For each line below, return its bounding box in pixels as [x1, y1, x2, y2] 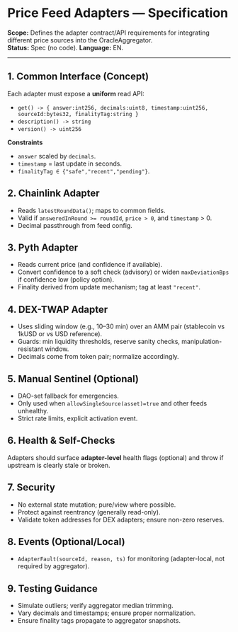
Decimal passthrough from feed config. [17, 221, 132, 229]
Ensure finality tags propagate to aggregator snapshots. [17, 616, 181, 625]
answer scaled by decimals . [17, 151, 96, 160]
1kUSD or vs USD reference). [17, 330, 103, 338]
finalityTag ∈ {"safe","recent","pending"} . [17, 166, 150, 175]
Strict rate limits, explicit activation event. [17, 414, 138, 423]
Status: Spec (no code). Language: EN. [7, 43, 124, 52]
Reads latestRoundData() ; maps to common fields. [17, 206, 166, 214]
